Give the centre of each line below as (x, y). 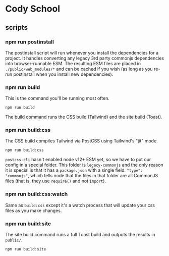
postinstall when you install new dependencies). (63, 74)
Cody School (33, 9)
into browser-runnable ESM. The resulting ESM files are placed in (73, 63)
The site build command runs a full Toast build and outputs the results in (80, 235)
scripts (16, 28)
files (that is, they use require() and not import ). (56, 181)
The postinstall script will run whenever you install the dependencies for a (82, 53)
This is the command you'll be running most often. (57, 98)
